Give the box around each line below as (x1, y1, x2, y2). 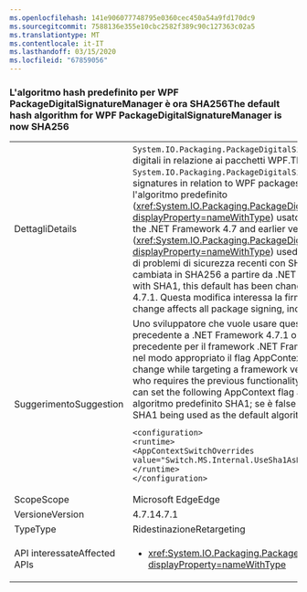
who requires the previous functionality (132, 375, 301, 387)
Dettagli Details (14, 223, 78, 236)
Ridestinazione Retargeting (132, 523, 246, 535)
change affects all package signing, (132, 302, 285, 315)
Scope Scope (14, 493, 70, 506)
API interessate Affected (14, 547, 116, 560)
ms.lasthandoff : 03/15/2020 (9, 48, 117, 57)
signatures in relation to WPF (132, 177, 256, 190)
